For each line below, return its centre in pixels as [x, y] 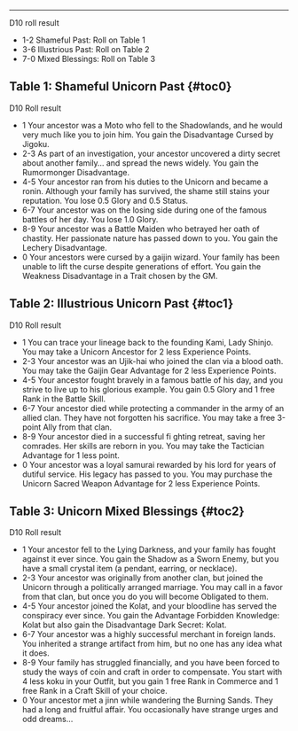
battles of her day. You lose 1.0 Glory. [90, 219]
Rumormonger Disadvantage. [76, 172]
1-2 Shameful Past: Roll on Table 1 [84, 40]
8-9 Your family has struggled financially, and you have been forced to [151, 663]
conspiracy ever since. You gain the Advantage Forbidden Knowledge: [151, 616]
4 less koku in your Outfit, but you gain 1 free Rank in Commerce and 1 [150, 681]
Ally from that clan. [78, 427]
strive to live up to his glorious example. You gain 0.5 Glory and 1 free [148, 389]
